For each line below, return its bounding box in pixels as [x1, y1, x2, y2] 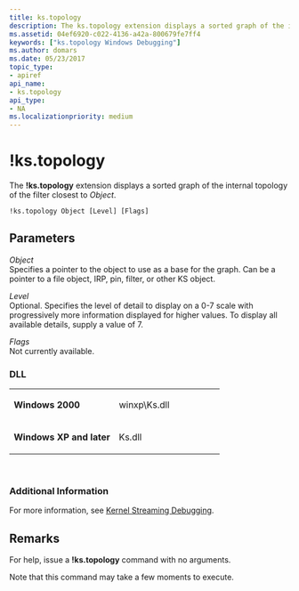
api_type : [9, 95, 46, 105]
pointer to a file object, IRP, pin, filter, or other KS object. [9, 273, 216, 284]
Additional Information [9, 485, 109, 498]
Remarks [9, 530, 61, 546]
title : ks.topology [9, 12, 82, 22]
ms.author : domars [9, 46, 77, 55]
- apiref [9, 71, 42, 80]
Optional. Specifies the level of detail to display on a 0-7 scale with [9, 300, 254, 311]
